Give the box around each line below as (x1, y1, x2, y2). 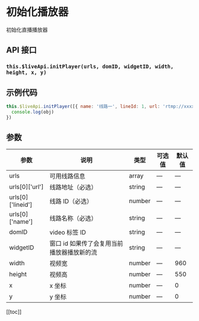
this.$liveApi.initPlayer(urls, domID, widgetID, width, (6, 63, 174, 70)
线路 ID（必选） (49, 197, 93, 205)
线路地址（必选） (49, 183, 98, 191)
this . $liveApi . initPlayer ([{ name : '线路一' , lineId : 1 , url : (6, 104, 161, 110)
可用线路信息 (49, 172, 86, 180)
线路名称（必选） (49, 214, 98, 222)
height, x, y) (6, 69, 47, 76)
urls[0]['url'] (9, 182, 44, 191)
